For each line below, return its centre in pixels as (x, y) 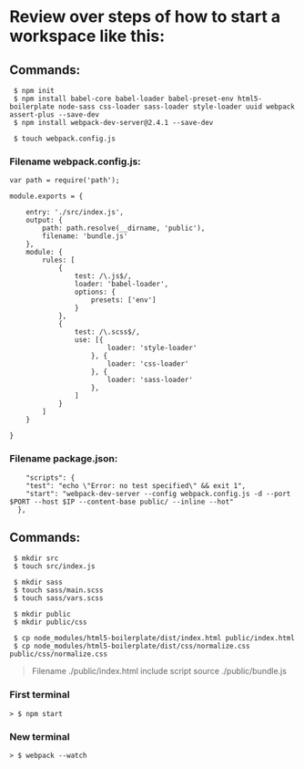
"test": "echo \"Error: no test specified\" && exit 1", (136, 485)
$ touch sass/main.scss (58, 590)
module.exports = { (46, 197)
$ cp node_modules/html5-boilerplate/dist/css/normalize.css (132, 646)
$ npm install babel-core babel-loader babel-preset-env (123, 99)
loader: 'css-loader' (148, 364)
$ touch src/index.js (54, 566)
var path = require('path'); (65, 181)
